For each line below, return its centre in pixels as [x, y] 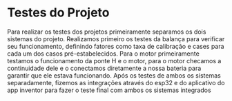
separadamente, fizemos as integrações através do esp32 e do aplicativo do [116, 82]
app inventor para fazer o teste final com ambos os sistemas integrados [109, 90]
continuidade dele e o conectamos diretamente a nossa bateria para [104, 68]
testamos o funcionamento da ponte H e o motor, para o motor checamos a [114, 60]
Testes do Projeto [58, 13]
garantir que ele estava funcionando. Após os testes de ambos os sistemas [114, 75]
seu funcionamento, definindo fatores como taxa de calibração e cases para [116, 46]
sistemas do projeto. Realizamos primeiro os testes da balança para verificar [116, 38]
